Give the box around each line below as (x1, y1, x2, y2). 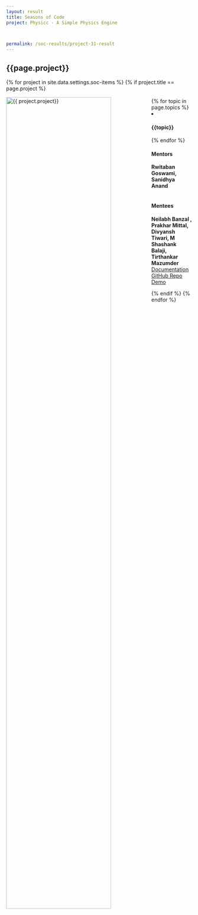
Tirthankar (151, 253, 178, 260)
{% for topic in (151, 97, 187, 104)
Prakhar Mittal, (151, 221, 189, 228)
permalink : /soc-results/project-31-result (6, 41, 115, 47)
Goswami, (151, 170, 177, 177)
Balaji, (151, 247, 167, 254)
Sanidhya (151, 176, 176, 183)
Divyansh (151, 228, 176, 235)
